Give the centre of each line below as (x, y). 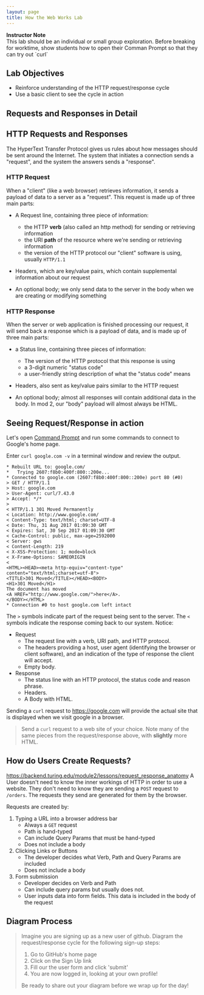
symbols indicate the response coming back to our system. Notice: (90, 622)
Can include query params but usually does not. (84, 889)
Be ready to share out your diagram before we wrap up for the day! (105, 985)
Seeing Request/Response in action (75, 423)
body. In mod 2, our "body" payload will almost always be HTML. (96, 404)
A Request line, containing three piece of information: (82, 215)
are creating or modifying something (61, 296)
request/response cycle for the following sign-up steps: (91, 942)
